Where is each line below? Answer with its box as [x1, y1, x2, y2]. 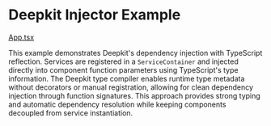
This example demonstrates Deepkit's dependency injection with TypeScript [8, 48, 263, 57]
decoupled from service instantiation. [8, 107, 133, 118]
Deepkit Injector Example [8, 6, 181, 24]
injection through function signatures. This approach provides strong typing [8, 90, 260, 100]
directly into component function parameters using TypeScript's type [8, 65, 239, 74]
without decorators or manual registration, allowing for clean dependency [8, 82, 253, 92]
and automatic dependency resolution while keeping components [8, 99, 227, 109]
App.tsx [8, 32, 35, 42]
